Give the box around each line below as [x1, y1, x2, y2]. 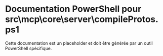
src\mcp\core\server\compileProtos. [5, 14, 159, 25]
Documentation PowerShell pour [5, 3, 142, 15]
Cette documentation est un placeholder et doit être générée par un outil [5, 40, 153, 46]
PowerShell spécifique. [5, 45, 52, 51]
